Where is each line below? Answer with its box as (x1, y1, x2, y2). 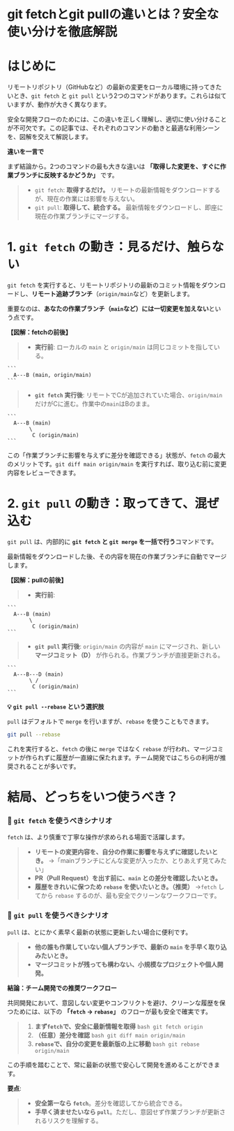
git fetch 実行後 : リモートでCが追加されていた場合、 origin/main (34, 391, 223, 399)
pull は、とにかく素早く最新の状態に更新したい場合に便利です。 (7, 928, 192, 936)
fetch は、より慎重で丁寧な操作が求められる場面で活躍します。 (7, 833, 189, 841)
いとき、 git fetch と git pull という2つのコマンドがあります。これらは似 (7, 91, 221, 100)
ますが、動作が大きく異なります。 (13, 101, 111, 109)
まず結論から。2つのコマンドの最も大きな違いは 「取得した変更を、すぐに (7, 162, 221, 171)
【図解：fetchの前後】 (7, 328, 72, 337)
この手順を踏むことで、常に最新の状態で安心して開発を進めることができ (7, 1060, 214, 1069)
